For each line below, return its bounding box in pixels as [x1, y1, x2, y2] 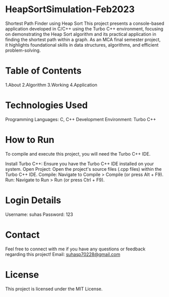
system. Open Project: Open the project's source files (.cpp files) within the [5, 166, 162, 172]
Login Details [5, 194, 62, 206]
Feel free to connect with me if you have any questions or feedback [5, 246, 146, 252]
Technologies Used [5, 100, 88, 111]
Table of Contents [5, 65, 82, 77]
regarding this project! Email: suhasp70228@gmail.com [5, 251, 121, 257]
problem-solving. [5, 47, 41, 53]
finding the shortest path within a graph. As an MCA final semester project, [5, 36, 161, 43]
